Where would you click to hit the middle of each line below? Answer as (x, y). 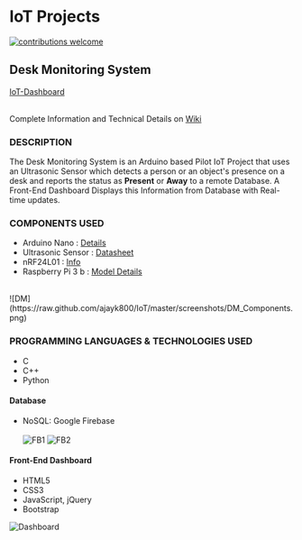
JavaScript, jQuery (57, 500)
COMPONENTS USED (57, 223)
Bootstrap (41, 509)
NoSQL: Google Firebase (69, 420)
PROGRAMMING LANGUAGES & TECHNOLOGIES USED (131, 342)
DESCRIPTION (41, 142)
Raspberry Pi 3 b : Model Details (82, 271)
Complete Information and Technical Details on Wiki (105, 118)
